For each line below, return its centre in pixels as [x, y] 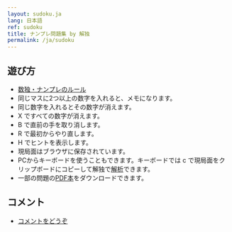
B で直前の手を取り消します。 [61, 124]
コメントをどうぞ [43, 221]
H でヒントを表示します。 [55, 142]
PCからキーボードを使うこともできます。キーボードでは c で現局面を [118, 160]
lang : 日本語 [25, 21]
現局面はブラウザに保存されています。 [73, 151]
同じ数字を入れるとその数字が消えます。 [76, 106]
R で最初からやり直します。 [57, 133]
